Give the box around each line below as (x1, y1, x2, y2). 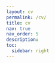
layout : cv (6, 8, 33, 15)
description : (6, 37, 39, 43)
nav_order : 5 (6, 31, 39, 37)
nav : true (6, 25, 31, 32)
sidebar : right (11, 48, 50, 54)
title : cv (6, 20, 31, 26)
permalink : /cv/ (6, 14, 47, 20)
